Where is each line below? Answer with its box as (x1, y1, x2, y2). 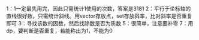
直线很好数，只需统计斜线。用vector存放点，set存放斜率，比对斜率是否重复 (6, 12, 192, 19)
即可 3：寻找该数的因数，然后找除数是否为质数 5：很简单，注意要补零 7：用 (6, 20, 194, 26)
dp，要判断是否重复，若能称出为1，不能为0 (6, 27, 113, 34)
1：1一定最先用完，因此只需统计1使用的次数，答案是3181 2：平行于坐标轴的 (6, 5, 191, 12)
